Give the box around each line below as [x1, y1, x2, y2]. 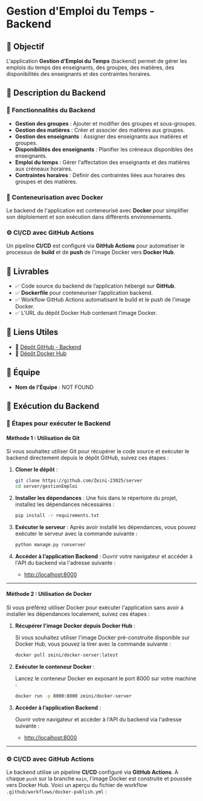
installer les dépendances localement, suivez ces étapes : [6, 610, 150, 617]
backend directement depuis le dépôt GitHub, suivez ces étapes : [6, 454, 169, 462]
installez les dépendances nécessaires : [14, 501, 115, 508]
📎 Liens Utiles [6, 327, 59, 337]
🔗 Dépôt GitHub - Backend [14, 343, 82, 350]
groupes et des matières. [14, 178, 77, 185]
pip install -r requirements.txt [14, 512, 100, 518]
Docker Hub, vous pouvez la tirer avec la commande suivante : [14, 640, 171, 647]
